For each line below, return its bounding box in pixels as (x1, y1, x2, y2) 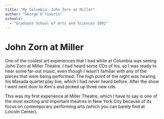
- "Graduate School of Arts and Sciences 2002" (9, 20, 109, 26)
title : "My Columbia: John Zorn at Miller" (5, 7, 95, 12)
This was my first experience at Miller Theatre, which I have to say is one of (5, 93, 158, 99)
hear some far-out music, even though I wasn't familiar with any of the (5, 68, 147, 74)
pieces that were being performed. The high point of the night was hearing (5, 74, 156, 79)
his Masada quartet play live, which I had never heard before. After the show (5, 79, 159, 84)
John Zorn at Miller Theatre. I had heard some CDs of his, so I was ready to (5, 63, 157, 69)
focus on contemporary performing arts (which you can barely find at (5, 103, 145, 110)
